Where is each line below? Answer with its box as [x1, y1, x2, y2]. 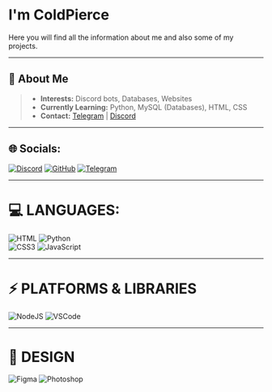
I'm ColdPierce [8, 6, 109, 24]
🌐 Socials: [8, 142, 62, 156]
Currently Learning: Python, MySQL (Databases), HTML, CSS [40, 102, 248, 112]
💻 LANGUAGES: [8, 201, 120, 219]
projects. [8, 40, 38, 50]
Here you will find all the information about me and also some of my [8, 32, 234, 42]
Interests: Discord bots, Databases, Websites [40, 93, 193, 103]
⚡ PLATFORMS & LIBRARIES [8, 279, 197, 297]
